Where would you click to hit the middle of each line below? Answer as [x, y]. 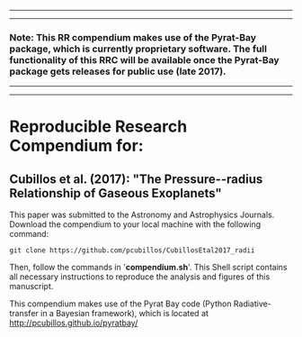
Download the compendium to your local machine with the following [135, 224]
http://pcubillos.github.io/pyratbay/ [74, 323]
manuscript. [31, 287]
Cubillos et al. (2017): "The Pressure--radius [136, 179]
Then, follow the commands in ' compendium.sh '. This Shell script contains [148, 268]
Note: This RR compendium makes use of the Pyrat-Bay [133, 37]
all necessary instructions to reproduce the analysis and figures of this [140, 277]
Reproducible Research [98, 127]
